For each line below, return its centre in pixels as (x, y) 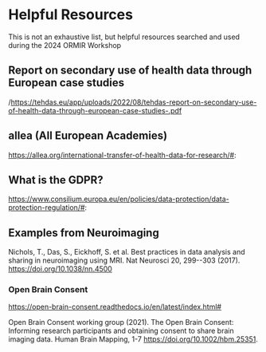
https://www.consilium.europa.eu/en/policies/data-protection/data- (119, 199)
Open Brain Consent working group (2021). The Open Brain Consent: (121, 322)
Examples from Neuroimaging (84, 233)
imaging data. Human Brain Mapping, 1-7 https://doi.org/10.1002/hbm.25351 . (133, 339)
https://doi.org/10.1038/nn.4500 (61, 269)
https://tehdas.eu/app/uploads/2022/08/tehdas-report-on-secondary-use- (134, 102)
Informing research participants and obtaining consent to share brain (121, 331)
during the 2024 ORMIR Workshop (65, 45)
